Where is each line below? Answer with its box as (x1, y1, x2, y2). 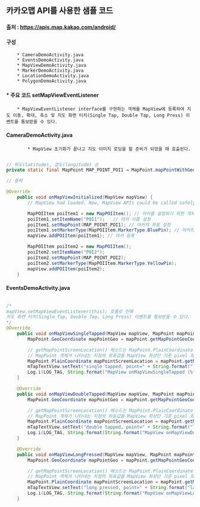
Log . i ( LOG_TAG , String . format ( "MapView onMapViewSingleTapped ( (27, 369, 190, 375)
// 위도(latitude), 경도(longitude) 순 (6, 161, 99, 167)
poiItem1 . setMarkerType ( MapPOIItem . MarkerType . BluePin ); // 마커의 (27, 227, 195, 233)
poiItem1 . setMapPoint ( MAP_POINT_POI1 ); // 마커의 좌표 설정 (27, 222, 171, 228)
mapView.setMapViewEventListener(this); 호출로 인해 (6, 309, 134, 314)
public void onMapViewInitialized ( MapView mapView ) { (17, 194, 153, 200)
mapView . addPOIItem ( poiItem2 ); (27, 265, 105, 272)
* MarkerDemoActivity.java (17, 68, 84, 74)
